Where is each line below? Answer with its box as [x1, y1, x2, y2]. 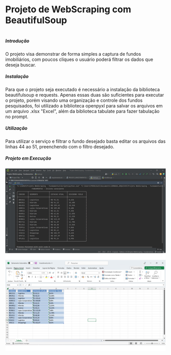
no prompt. [5, 114, 29, 120]
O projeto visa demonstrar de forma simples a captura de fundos [5, 51, 141, 57]
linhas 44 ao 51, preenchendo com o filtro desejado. [5, 143, 115, 149]
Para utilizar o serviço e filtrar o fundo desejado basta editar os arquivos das [5, 138, 166, 144]
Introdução [5, 38, 30, 44]
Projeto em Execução [5, 155, 51, 162]
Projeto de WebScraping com [5, 4, 131, 15]
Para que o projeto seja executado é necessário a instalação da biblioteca [5, 86, 160, 93]
